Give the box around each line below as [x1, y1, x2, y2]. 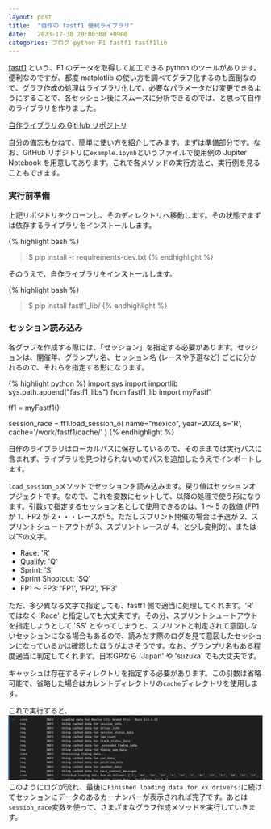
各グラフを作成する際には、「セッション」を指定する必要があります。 [8, 342, 238, 352]
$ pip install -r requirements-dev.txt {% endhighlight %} [27, 252, 214, 262]
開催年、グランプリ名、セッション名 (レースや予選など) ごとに [35, 352, 244, 362]
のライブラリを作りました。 [8, 104, 101, 113]
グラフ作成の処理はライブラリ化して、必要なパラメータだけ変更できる [22, 83, 255, 93]
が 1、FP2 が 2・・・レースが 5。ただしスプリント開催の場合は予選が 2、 [8, 511, 252, 521]
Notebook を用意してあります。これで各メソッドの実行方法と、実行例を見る [8, 158, 261, 167]
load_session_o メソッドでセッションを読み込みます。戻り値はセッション [8, 481, 249, 491]
